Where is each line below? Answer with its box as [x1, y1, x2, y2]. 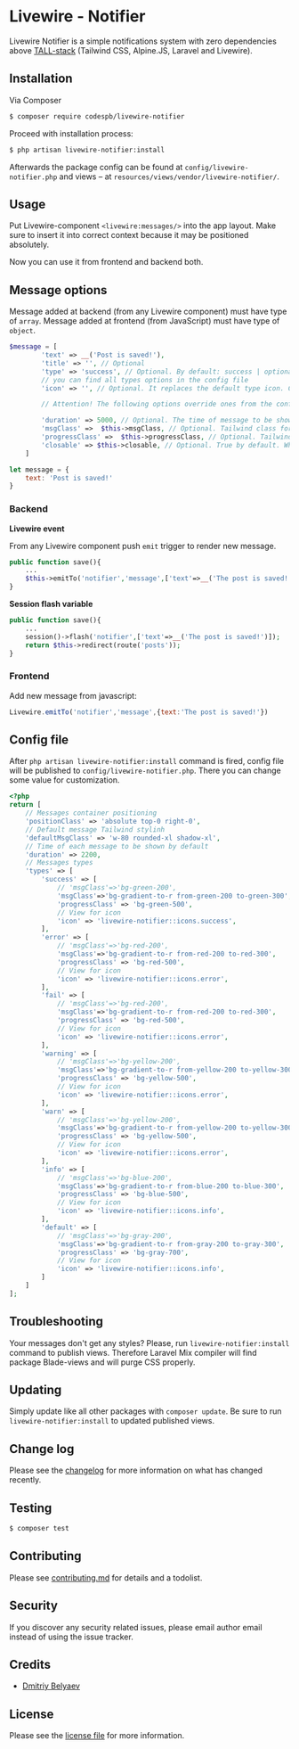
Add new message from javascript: [9, 690, 137, 701]
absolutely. [9, 239, 50, 250]
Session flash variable [9, 599, 93, 610]
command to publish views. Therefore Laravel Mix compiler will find [9, 1347, 257, 1358]
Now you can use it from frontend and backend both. [9, 257, 204, 267]
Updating [9, 1382, 62, 1397]
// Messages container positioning [25, 809, 158, 817]
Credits [9, 1656, 52, 1672]
